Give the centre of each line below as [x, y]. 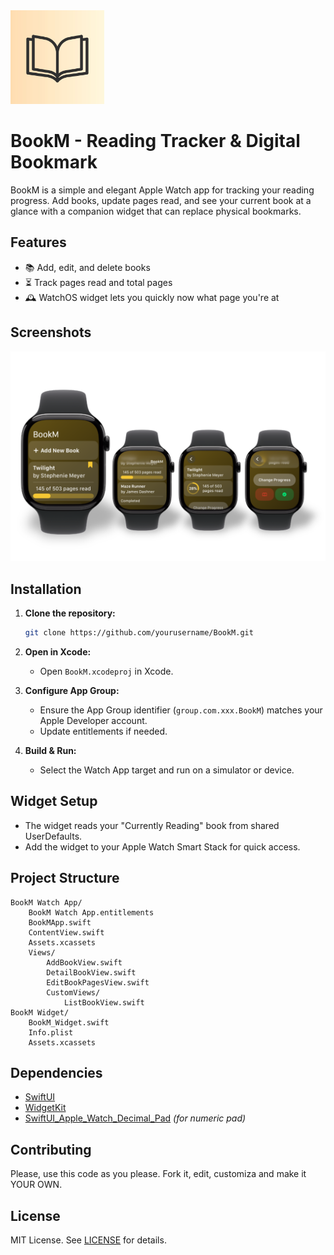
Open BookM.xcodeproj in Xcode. [106, 671]
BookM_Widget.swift [69, 1022]
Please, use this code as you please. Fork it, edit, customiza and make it [158, 1174]
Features [38, 242]
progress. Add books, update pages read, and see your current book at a [161, 200]
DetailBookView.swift [91, 972]
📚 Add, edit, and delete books [87, 267]
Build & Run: [50, 750]
